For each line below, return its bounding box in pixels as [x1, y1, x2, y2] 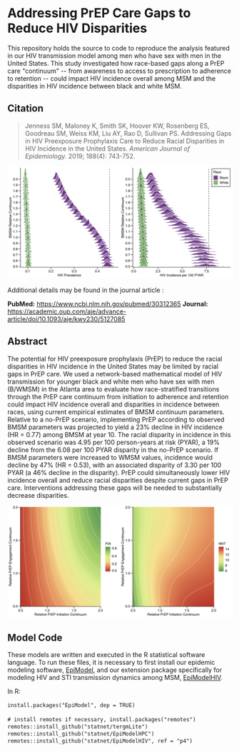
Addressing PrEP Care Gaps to [7, 5, 191, 21]
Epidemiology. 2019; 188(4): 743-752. [24, 151, 136, 160]
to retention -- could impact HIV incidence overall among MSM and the [7, 74, 216, 83]
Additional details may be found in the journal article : [7, 286, 164, 294]
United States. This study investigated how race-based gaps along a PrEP [7, 59, 225, 67]
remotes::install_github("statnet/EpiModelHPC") [7, 731, 155, 738]
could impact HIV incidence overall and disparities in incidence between [7, 400, 220, 408]
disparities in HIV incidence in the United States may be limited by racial [7, 362, 219, 371]
